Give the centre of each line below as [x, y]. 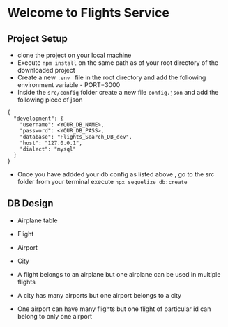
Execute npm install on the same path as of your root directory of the [118, 63]
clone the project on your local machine [74, 55]
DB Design [30, 204]
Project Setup [38, 39]
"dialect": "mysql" [48, 149]
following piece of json [50, 100]
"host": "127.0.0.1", [51, 143]
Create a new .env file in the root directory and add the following [112, 77]
